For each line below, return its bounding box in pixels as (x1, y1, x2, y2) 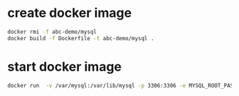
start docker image (7, 59, 122, 75)
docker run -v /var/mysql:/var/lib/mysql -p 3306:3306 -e (7, 82, 186, 89)
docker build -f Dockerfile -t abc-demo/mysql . (7, 35, 154, 42)
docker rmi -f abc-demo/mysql (7, 28, 97, 35)
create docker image (7, 5, 132, 21)
